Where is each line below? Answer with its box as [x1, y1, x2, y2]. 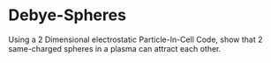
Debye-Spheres [8, 5, 127, 25]
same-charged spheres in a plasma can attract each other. [8, 43, 222, 53]
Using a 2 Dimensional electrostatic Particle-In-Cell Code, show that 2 [8, 34, 263, 45]
